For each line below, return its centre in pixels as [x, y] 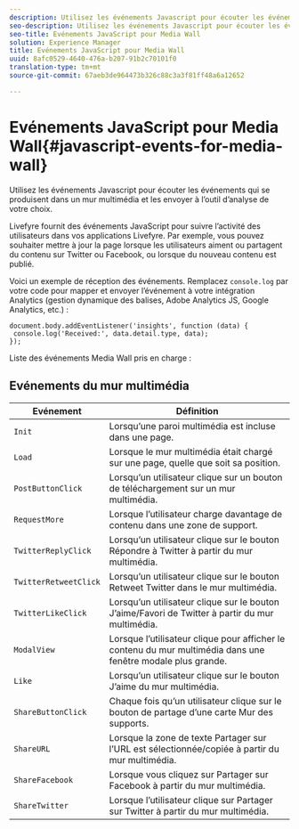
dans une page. [141, 437]
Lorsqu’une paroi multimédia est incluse [192, 426]
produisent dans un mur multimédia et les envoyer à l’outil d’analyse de [139, 199]
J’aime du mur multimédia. [164, 687]
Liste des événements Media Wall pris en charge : [101, 358]
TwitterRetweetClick [57, 581]
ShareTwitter [41, 805]
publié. [22, 264]
